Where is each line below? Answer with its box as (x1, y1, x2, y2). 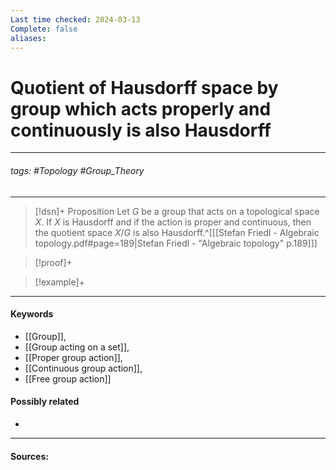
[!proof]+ (34, 256, 73, 268)
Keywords (10, 308, 54, 320)
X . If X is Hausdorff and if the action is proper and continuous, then (34, 216, 312, 228)
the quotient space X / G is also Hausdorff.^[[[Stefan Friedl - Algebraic (34, 226, 320, 238)
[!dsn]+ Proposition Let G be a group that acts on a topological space (34, 205, 320, 217)
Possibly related (10, 396, 80, 408)
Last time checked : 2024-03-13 (10, 14, 141, 25)
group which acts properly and (10, 97, 272, 120)
